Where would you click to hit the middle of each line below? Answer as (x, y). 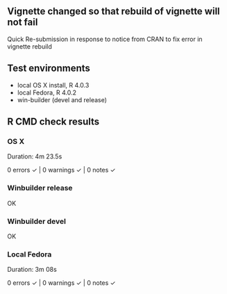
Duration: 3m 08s (32, 270)
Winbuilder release (40, 188)
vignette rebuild (30, 46)
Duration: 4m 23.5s (35, 156)
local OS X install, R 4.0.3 (53, 85)
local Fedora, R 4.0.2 (47, 92)
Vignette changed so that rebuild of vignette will (113, 11)
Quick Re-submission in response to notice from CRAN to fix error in (105, 39)
